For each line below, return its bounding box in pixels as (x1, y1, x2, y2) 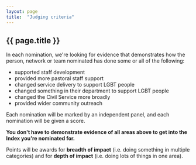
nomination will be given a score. (6, 118, 86, 125)
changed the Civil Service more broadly (14, 94, 111, 101)
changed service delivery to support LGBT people (14, 81, 135, 88)
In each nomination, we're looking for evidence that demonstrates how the (6, 51, 185, 59)
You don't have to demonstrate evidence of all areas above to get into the (6, 129, 188, 136)
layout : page (6, 8, 38, 15)
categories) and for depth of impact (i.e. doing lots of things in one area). (6, 153, 183, 160)
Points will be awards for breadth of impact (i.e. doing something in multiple (6, 146, 190, 153)
